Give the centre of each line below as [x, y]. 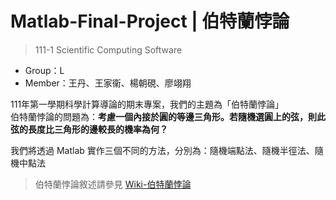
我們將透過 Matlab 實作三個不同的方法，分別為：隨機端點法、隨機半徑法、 [162, 150]
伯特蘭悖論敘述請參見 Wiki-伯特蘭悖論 [113, 184]
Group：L [44, 70]
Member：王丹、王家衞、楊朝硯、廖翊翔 [108, 83]
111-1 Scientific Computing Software [108, 49]
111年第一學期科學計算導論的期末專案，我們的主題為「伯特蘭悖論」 [147, 104]
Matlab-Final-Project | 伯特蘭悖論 [150, 21]
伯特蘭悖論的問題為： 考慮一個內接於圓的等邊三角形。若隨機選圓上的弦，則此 [168, 116]
